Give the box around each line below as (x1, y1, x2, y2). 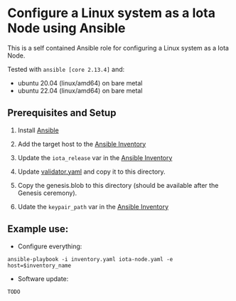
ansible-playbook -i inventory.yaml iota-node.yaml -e (7, 255, 173, 263)
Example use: (7, 223, 69, 236)
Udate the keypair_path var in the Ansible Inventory (17, 202, 169, 211)
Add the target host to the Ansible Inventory (17, 139, 146, 148)
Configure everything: (17, 242, 82, 250)
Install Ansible (17, 126, 59, 134)
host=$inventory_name (7, 262, 72, 269)
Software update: (17, 274, 69, 282)
